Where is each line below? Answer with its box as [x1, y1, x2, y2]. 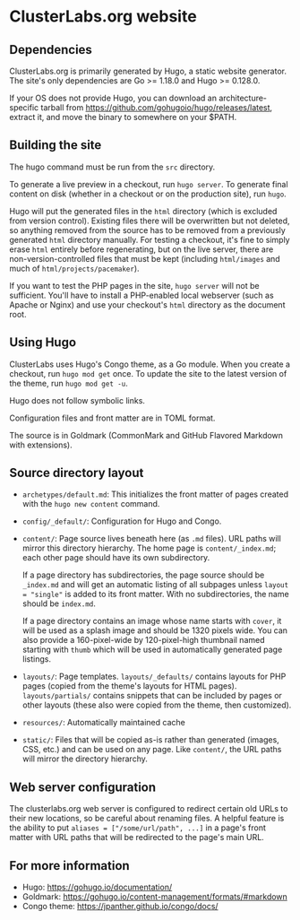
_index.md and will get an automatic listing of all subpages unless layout [21, 579, 289, 590]
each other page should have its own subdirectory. [21, 552, 210, 563]
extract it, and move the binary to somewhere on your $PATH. [9, 112, 237, 122]
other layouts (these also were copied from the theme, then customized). [21, 699, 292, 710]
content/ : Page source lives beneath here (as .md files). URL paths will [21, 534, 282, 544]
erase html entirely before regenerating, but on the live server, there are [9, 244, 274, 255]
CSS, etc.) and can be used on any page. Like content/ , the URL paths [21, 744, 282, 755]
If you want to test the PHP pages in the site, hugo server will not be [9, 280, 260, 291]
